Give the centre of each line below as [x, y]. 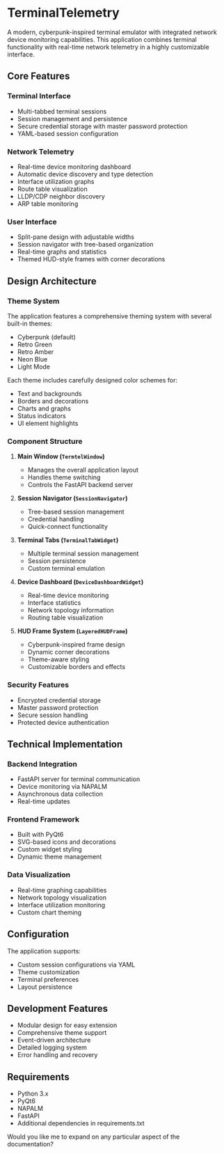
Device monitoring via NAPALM [62, 787]
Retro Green [34, 344]
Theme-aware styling [58, 659]
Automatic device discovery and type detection [85, 174]
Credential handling [56, 519]
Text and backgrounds [49, 393]
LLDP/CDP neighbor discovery [61, 196]
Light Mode [34, 367]
